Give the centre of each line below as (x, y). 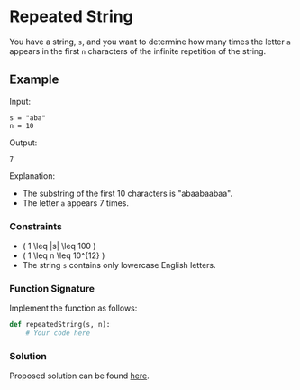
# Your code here (58, 333)
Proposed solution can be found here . (80, 376)
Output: (23, 143)
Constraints (36, 226)
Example (34, 80)
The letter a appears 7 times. (75, 203)
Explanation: (32, 176)
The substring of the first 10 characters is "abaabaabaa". (127, 193)
